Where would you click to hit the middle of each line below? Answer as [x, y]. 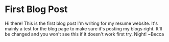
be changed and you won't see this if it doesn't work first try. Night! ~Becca [84, 34]
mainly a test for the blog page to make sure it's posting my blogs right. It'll [83, 28]
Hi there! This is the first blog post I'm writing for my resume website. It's [81, 23]
